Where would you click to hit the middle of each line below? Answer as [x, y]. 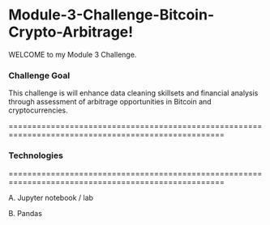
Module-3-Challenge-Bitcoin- [111, 15]
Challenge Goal [39, 75]
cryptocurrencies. [38, 110]
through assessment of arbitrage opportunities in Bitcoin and [110, 102]
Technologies [36, 155]
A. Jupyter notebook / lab [51, 197]
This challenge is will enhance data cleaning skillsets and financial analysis [133, 93]
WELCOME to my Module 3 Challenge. [73, 54]
